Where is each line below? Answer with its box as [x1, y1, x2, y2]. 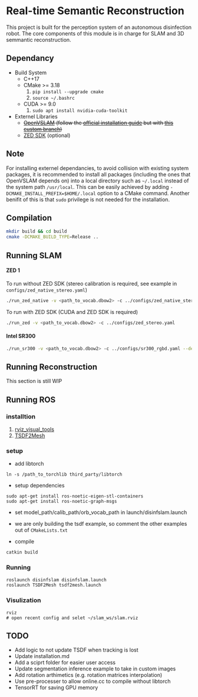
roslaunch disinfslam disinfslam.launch [6, 577, 107, 583]
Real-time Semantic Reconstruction [6, 4, 184, 18]
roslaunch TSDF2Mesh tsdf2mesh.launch [6, 583, 101, 588]
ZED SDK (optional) [23, 132, 71, 139]
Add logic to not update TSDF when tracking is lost [14, 646, 138, 653]
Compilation [6, 212, 52, 222]
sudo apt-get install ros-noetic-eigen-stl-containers [6, 493, 144, 499]
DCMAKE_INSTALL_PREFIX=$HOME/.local [6, 191, 96, 197]
